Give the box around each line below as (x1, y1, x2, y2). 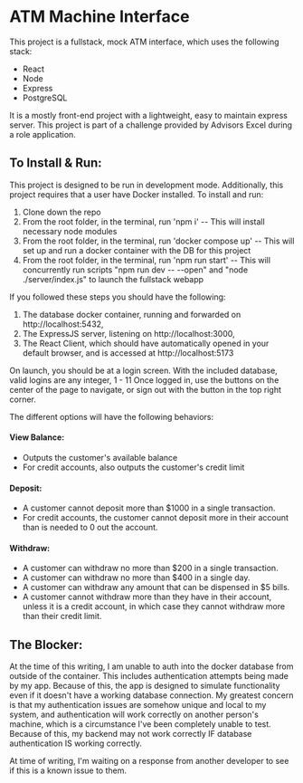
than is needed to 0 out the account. (22, 522, 158, 533)
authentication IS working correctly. (9, 738, 143, 749)
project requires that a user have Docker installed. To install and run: (9, 188, 264, 200)
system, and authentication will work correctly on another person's (9, 709, 260, 721)
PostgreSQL (22, 92, 68, 103)
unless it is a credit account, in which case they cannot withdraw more (22, 601, 286, 612)
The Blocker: (9, 636, 83, 653)
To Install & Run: (9, 156, 102, 171)
